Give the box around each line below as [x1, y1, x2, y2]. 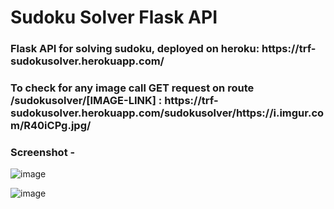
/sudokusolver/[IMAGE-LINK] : [10, 94, 163, 108]
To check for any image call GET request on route [10, 81, 255, 95]
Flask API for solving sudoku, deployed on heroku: [10, 42, 260, 56]
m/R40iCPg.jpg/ [10, 119, 92, 133]
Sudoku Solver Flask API [10, 6, 218, 29]
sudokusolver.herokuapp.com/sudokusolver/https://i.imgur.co [10, 106, 325, 120]
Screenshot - [10, 145, 76, 159]
